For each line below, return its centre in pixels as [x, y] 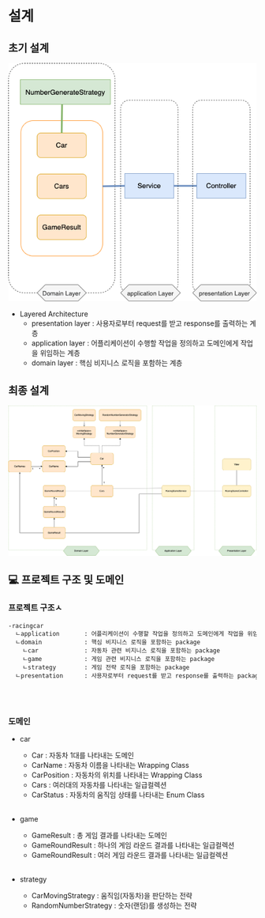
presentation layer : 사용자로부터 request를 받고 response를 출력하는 [140, 323]
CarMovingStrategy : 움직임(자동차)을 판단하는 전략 [112, 895]
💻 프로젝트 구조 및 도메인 [66, 580]
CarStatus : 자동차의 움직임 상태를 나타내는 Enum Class [118, 795]
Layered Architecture [54, 314]
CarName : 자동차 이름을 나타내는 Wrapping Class [110, 765]
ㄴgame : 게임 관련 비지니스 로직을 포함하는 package [119, 659]
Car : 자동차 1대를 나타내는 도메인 [82, 755]
